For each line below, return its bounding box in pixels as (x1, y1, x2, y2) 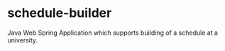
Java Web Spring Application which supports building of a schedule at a (7, 28, 219, 37)
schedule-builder (7, 5, 112, 21)
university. (7, 35, 38, 44)
